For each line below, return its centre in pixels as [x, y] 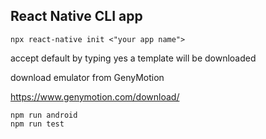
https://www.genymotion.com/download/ [95, 96]
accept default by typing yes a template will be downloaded [133, 58]
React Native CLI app [76, 16]
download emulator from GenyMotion [87, 77]
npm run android [44, 115]
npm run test [37, 124]
